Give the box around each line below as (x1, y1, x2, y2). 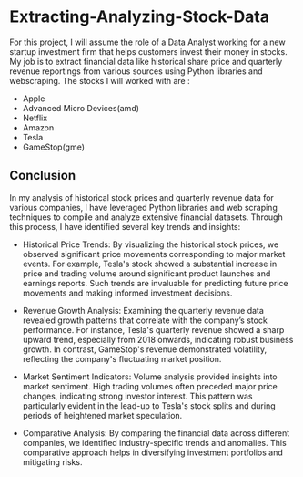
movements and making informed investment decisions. (22, 287, 233, 298)
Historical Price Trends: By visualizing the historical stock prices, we (22, 239, 279, 250)
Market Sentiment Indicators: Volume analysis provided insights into (22, 371, 278, 382)
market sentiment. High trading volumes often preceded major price (22, 380, 278, 391)
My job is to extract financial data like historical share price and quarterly (9, 56, 283, 67)
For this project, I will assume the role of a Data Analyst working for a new (9, 36, 286, 47)
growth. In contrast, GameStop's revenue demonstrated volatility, (22, 344, 267, 355)
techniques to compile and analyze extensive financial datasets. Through (9, 212, 284, 223)
